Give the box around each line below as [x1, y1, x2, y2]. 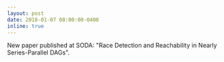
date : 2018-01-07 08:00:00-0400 [7, 16, 99, 23]
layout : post [7, 10, 44, 17]
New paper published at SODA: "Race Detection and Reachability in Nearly [7, 42, 217, 50]
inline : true [7, 22, 44, 29]
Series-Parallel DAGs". [7, 48, 70, 57]
